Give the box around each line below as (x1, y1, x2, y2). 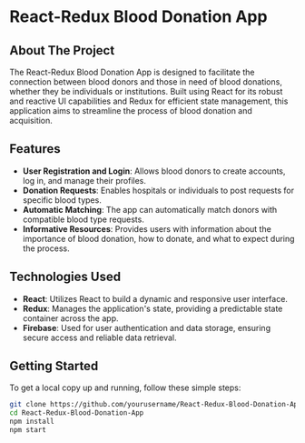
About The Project (9, 43, 115, 58)
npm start (9, 426, 47, 435)
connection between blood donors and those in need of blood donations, (9, 76, 283, 87)
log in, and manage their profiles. (22, 175, 147, 186)
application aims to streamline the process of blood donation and (9, 106, 252, 116)
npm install (9, 417, 54, 427)
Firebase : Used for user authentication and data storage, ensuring (22, 322, 271, 333)
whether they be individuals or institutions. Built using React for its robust (9, 86, 283, 96)
